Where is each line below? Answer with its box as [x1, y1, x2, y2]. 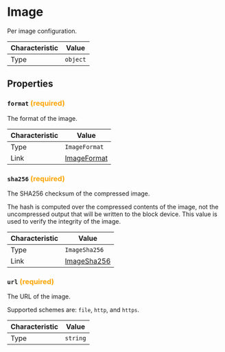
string [64, 334, 86, 342]
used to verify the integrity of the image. [7, 217, 121, 225]
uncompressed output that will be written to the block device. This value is [7, 210, 217, 218]
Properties [7, 78, 54, 90]
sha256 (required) [7, 174, 65, 183]
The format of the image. [7, 114, 78, 122]
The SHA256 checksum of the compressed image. [7, 189, 150, 198]
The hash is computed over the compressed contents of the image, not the [7, 202, 219, 211]
